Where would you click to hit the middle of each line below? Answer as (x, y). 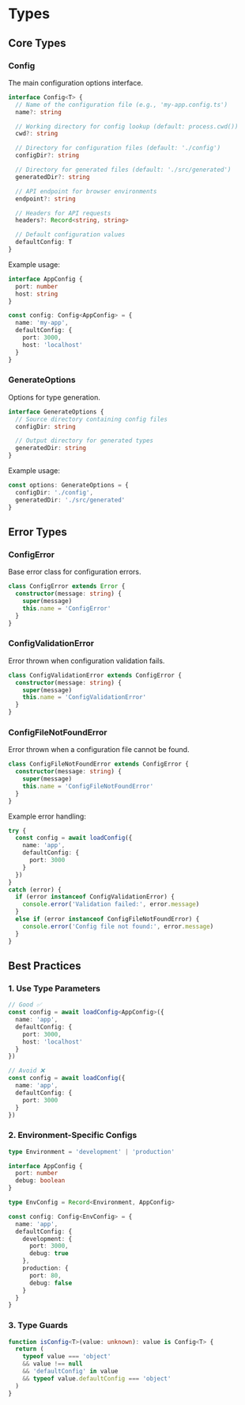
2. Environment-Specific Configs (73, 1136)
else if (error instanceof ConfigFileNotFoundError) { (107, 919)
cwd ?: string (37, 134)
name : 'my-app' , (42, 323)
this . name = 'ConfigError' (67, 608)
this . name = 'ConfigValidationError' (85, 697)
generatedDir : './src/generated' (70, 500)
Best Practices (45, 966)
